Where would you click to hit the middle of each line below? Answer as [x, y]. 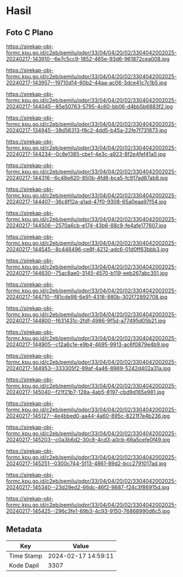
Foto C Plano [30, 33]
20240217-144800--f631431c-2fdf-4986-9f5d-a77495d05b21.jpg [86, 321]
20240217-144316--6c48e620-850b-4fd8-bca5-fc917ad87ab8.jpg [87, 178]
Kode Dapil [24, 565]
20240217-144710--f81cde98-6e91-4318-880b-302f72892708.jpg [87, 297]
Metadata [24, 529]
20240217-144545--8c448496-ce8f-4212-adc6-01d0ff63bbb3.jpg [87, 249]
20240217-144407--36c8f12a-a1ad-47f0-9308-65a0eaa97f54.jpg [87, 202]
